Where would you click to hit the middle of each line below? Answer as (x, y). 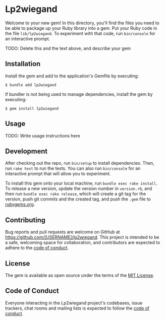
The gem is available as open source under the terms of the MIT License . (80, 275)
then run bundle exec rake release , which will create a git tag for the (76, 194)
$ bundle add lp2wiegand (31, 85)
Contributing (25, 220)
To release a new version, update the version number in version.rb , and (79, 189)
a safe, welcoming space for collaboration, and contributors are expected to (82, 243)
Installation (23, 64)
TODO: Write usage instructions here (43, 135)
